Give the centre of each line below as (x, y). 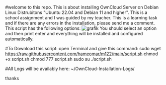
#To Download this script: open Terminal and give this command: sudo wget (83, 48)
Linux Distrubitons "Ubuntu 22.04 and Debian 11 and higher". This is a (76, 12)
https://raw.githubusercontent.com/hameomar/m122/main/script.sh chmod (82, 54)
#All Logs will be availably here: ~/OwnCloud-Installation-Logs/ (70, 69)
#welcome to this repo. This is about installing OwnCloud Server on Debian (82, 7)
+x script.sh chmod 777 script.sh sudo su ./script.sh (58, 59)
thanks (12, 78)
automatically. (19, 39)
